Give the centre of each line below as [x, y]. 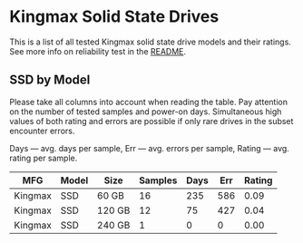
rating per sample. [44, 158]
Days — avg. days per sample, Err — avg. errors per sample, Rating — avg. [150, 148]
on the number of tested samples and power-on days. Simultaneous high [146, 112]
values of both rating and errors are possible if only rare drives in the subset [151, 121]
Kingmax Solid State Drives [114, 17]
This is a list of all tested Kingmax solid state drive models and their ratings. [151, 42]
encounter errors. [42, 131]
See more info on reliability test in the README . [98, 51]
